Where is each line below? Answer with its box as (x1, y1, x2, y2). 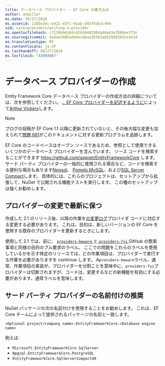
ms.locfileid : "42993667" (5, 53, 58, 58)
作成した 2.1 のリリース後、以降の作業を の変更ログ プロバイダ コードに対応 (5, 215, 156, 221)
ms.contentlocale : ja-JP (5, 44, 56, 49)
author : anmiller (5, 12, 41, 17)
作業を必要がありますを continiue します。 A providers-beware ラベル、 (9, 257, 152, 263)
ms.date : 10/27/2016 (5, 16, 48, 21)
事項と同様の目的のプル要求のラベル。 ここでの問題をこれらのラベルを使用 (5, 244, 158, 250)
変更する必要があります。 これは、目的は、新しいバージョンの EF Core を (9, 222, 159, 228)
